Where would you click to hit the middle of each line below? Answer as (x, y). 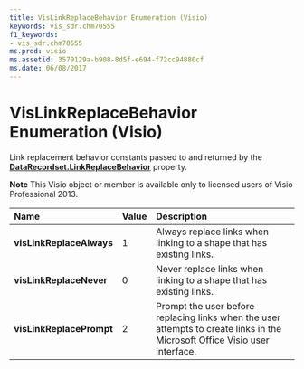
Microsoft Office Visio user (213, 340)
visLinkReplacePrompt (63, 328)
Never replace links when (210, 269)
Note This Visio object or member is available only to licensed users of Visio (151, 184)
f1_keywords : (34, 34)
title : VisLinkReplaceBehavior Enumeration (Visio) (109, 18)
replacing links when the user (218, 317)
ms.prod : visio (38, 52)
